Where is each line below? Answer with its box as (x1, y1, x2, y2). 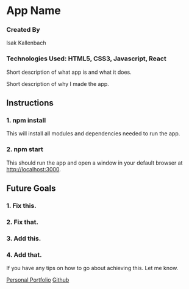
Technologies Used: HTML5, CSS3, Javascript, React (6, 54, 166, 63)
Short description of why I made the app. (6, 80, 110, 87)
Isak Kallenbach (6, 39, 46, 46)
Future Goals (6, 184, 56, 194)
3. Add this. (6, 234, 41, 243)
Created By (6, 26, 41, 34)
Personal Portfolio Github (6, 276, 70, 284)
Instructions (6, 98, 54, 109)
